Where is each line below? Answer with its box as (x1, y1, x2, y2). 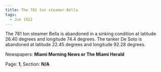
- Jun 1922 (10, 17, 33, 22)
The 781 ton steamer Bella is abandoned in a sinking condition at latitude (5, 31, 156, 37)
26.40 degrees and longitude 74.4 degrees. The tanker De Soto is (5, 36, 142, 42)
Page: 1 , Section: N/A (5, 61, 50, 67)
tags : (5, 12, 17, 17)
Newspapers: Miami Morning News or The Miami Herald (5, 51, 125, 57)
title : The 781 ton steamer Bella (5, 7, 78, 13)
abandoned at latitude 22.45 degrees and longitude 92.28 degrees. (5, 42, 146, 48)
